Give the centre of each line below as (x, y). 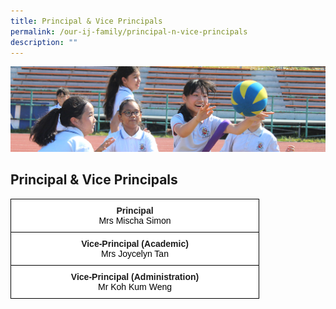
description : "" (44, 42)
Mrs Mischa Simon (135, 220)
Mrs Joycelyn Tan (135, 253)
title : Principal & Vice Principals (86, 21)
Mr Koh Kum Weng (134, 286)
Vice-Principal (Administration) (135, 276)
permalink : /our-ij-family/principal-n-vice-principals (129, 31)
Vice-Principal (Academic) (135, 243)
